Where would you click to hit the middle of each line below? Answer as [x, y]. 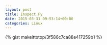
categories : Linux [24, 23]
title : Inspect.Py [24, 14]
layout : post [18, 10]
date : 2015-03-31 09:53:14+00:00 [39, 19]
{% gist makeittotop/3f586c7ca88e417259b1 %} [53, 37]
